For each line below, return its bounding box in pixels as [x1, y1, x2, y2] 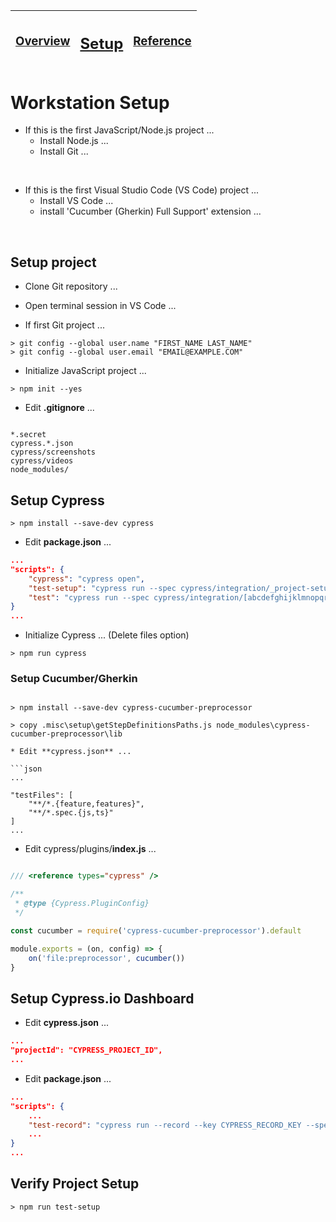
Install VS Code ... [39, 195, 114, 207]
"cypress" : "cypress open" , [28, 574, 145, 584]
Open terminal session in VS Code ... [24, 300, 177, 312]
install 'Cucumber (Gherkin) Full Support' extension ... [39, 205, 262, 218]
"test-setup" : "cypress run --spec [28, 583, 177, 593]
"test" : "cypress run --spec [28, 592, 150, 603]
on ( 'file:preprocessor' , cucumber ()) [28, 953, 186, 963]
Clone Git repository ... [24, 280, 118, 293]
